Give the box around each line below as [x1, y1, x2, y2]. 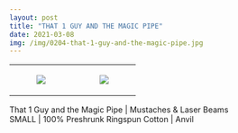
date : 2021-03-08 [9, 30, 75, 39]
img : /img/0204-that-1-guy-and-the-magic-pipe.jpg [9, 38, 204, 48]
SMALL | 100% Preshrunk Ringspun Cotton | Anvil [9, 114, 194, 125]
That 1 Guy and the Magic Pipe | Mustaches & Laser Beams [9, 104, 229, 115]
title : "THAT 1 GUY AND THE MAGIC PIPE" [9, 22, 164, 31]
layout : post [9, 13, 59, 22]
